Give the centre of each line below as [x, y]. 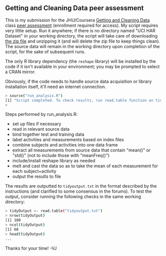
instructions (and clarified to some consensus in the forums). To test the [79, 191]
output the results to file [37, 177]
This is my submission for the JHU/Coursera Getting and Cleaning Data [77, 20]
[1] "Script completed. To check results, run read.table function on [79, 100]
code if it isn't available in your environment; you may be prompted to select [82, 66]
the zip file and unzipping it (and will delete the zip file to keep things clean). [83, 41]
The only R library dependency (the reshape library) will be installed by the [81, 61]
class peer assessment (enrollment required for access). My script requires [82, 25]
